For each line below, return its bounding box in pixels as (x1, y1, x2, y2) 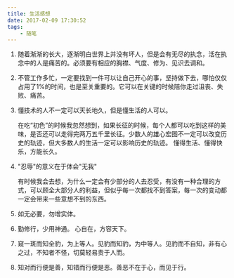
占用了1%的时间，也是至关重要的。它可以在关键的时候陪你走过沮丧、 (17, 82, 218, 91)
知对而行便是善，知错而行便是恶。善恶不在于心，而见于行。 (17, 263, 190, 272)
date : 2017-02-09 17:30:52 (7, 17, 86, 24)
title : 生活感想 (7, 10, 51, 18)
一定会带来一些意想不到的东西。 (17, 194, 110, 204)
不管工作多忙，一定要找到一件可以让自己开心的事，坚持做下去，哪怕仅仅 (17, 74, 227, 82)
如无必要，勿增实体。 (17, 210, 79, 218)
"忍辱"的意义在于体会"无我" (17, 162, 97, 171)
